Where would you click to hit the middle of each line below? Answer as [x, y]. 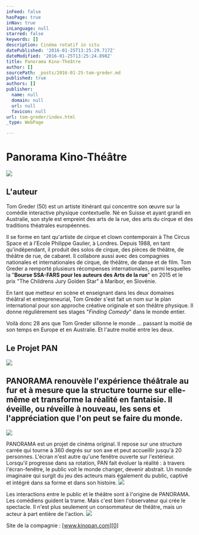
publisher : [20, 89]
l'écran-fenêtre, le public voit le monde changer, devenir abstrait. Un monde [99, 469]
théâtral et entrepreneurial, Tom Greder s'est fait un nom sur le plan [89, 299]
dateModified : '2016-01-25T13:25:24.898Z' [59, 56]
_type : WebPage [25, 123]
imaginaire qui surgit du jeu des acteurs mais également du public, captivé [97, 475]
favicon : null [29, 111]
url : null [23, 106]
